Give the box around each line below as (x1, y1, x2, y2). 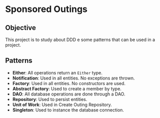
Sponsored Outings (5, 3, 87, 15)
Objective (5, 23, 36, 32)
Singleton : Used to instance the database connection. (12, 106, 124, 113)
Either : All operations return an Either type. (12, 69, 102, 75)
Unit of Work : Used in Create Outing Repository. (12, 101, 112, 107)
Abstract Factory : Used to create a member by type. (12, 85, 121, 91)
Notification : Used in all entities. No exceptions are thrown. (12, 75, 135, 81)
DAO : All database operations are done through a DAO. (12, 91, 125, 97)
